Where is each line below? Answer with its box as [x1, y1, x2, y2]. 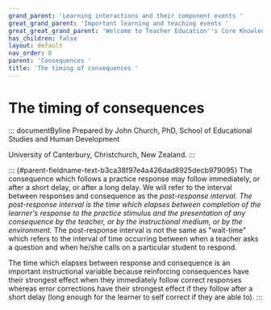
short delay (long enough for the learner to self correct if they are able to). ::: [8, 291, 263, 302]
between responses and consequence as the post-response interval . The [8, 191, 252, 200]
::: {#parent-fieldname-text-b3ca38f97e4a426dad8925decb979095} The [8, 165, 252, 175]
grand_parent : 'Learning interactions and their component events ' [8, 11, 244, 20]
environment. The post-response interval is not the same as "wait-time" [8, 225, 247, 234]
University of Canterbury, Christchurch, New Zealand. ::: [8, 150, 196, 159]
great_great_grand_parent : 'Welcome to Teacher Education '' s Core [8, 27, 236, 35]
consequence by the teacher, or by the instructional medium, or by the [8, 217, 244, 226]
